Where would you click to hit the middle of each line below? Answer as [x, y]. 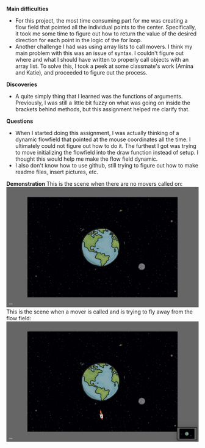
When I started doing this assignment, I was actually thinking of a [97, 133]
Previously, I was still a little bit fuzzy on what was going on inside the [103, 103]
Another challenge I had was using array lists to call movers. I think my [104, 46]
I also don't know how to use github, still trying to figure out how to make [106, 165]
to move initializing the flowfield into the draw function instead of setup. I [107, 152]
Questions [20, 121]
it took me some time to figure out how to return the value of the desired [106, 34]
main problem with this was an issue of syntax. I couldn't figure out [99, 53]
